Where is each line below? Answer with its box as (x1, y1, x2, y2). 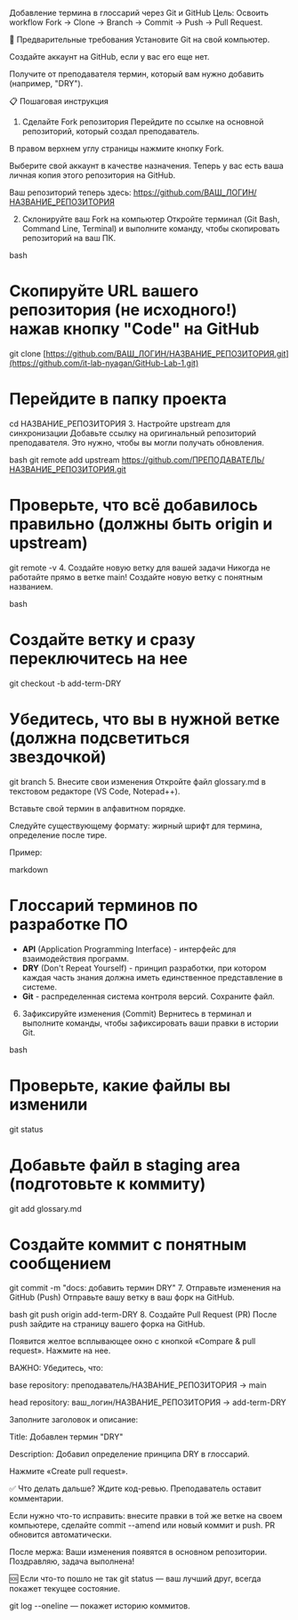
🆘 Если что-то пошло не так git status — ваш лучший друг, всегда (9, 1574, 262, 1584)
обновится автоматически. (9, 1529, 112, 1540)
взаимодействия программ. (21, 953, 130, 963)
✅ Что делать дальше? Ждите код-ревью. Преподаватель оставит (9, 1483, 262, 1494)
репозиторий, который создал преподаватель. (21, 126, 200, 136)
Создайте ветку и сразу (9, 630, 196, 649)
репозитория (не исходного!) (9, 300, 238, 320)
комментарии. (9, 1494, 64, 1504)
